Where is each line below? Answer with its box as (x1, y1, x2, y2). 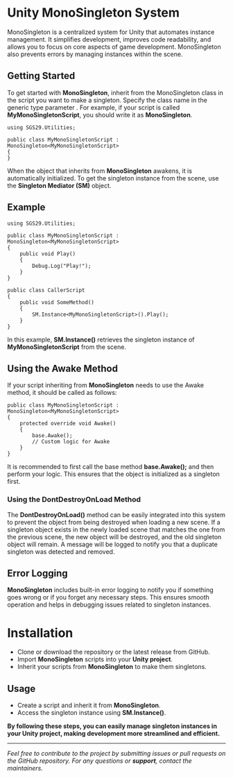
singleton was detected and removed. (7, 547, 115, 556)
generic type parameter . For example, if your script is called (7, 103, 180, 112)
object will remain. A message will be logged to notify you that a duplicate (7, 540, 218, 548)
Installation (7, 625, 74, 641)
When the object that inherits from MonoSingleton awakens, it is (7, 167, 193, 175)
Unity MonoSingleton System (7, 5, 180, 21)
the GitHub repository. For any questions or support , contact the (7, 756, 192, 765)
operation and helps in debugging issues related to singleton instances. (7, 600, 212, 609)
